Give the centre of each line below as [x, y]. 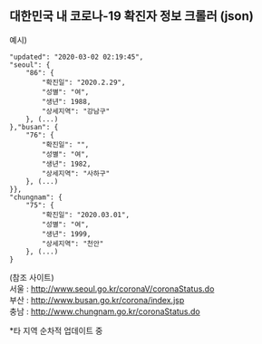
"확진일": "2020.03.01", [86, 215]
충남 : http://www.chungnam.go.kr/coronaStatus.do [105, 311]
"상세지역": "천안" [73, 244]
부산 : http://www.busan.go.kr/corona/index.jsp [97, 300]
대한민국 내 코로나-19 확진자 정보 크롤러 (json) [131, 16]
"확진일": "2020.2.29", [84, 82]
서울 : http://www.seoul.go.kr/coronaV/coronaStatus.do [112, 289]
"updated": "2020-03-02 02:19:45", [77, 57]
